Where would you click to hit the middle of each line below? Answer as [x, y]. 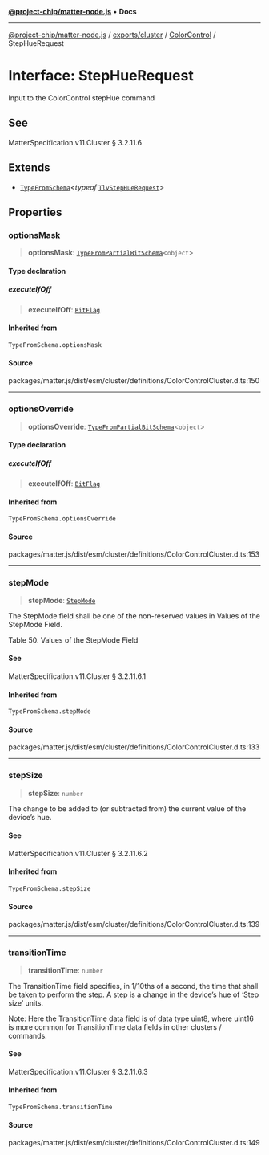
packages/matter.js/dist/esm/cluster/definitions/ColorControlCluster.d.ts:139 [134, 924]
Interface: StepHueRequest [101, 76]
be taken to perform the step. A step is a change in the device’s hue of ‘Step [133, 994]
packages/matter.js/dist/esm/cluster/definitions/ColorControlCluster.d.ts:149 [134, 1143]
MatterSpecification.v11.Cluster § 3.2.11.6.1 [77, 676]
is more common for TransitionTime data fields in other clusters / [115, 1026]
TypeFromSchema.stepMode [50, 712]
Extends [29, 168]
